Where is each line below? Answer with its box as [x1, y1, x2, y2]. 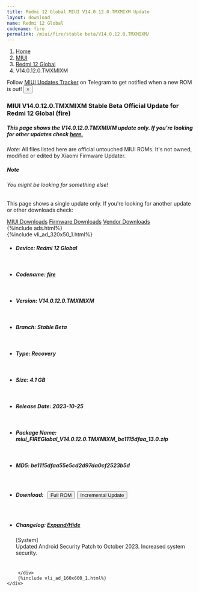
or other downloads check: [7, 206, 74, 213]
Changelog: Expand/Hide [15, 521, 81, 528]
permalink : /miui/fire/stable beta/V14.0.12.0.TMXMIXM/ [7, 31, 150, 37]
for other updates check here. [7, 130, 84, 137]
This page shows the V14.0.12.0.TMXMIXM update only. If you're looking [7, 124, 193, 131]
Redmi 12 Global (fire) [7, 109, 71, 118]
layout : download [7, 14, 51, 20]
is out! [7, 86, 22, 93]
